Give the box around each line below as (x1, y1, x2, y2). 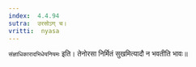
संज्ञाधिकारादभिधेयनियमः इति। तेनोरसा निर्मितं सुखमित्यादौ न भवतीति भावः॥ (8, 49, 188, 59)
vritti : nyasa (8, 27, 60, 35)
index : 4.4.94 (8, 11, 60, 20)
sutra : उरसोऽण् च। (8, 19, 67, 27)
